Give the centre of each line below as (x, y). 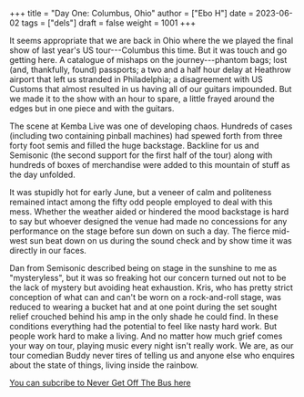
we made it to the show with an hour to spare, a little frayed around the (142, 99)
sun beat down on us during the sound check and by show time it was (161, 240)
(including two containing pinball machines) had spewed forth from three (146, 136)
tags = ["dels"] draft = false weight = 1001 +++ (109, 23)
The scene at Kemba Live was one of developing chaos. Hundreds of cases (151, 126)
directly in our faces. (48, 251)
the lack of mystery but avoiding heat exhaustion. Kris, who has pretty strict (152, 287)
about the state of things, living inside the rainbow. (104, 365)
